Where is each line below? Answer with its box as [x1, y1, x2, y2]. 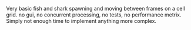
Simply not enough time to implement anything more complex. [6, 18, 157, 24]
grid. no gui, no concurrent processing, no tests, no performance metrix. [6, 11, 182, 18]
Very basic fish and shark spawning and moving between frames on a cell [6, 5, 185, 12]
